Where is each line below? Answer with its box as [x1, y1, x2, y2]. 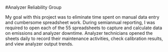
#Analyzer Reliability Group [5, 5, 62, 10]
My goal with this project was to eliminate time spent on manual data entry [5, 14, 159, 20]
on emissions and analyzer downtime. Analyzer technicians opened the [5, 30, 153, 36]
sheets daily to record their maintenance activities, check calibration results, [5, 35, 163, 41]
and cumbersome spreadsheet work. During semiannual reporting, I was [5, 20, 155, 25]
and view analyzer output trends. [5, 41, 74, 47]
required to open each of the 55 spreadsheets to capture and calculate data [5, 25, 162, 31]
